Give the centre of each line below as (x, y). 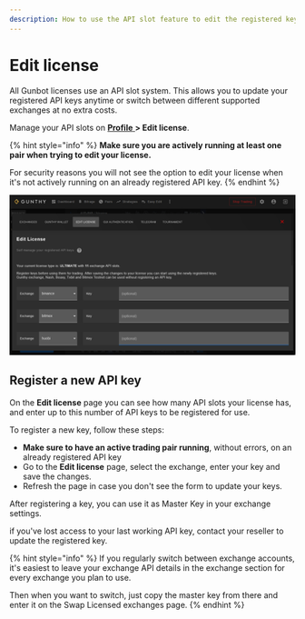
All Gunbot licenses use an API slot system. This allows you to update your (149, 90)
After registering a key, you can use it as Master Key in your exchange (140, 504)
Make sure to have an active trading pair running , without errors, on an (157, 447)
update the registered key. (59, 540)
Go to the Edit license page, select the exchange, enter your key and (151, 466)
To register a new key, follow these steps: (87, 429)
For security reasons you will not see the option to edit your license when (147, 172)
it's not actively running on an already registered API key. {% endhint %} (144, 182)
